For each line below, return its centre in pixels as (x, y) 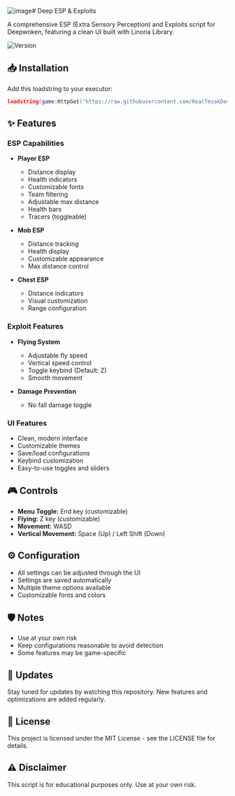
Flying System (39, 342)
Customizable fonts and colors (62, 595)
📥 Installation (38, 68)
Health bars (44, 210)
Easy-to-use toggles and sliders (63, 468)
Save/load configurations (54, 453)
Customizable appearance (66, 259)
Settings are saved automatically (64, 580)
